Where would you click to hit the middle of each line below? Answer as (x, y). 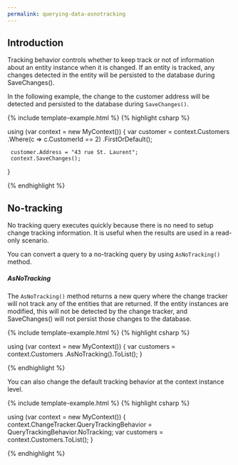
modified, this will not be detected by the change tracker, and (97, 312)
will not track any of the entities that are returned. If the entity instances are (118, 304)
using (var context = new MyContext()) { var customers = (92, 347)
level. (15, 389)
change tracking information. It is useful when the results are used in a (111, 233)
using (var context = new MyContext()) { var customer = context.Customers (119, 132)
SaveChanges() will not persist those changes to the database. (99, 319)
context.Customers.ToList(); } (51, 440)
